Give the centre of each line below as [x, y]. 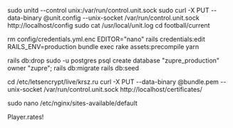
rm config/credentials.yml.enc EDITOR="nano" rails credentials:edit [106, 39]
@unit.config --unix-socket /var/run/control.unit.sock [121, 18]
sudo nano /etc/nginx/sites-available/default [72, 103]
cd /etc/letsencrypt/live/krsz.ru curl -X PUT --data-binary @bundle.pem [113, 82]
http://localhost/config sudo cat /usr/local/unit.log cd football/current [109, 25]
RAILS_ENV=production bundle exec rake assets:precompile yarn [103, 47]
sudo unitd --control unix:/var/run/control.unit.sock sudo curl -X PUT [108, 10]
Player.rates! [26, 117]
